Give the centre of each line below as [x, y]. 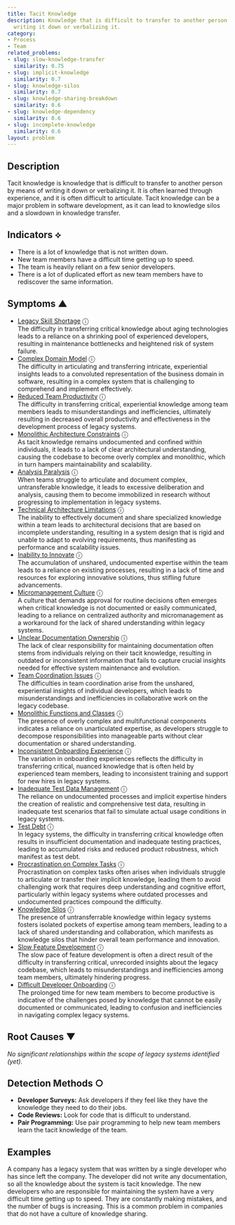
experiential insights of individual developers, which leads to [105, 690]
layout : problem [31, 138]
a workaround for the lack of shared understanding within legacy [111, 623]
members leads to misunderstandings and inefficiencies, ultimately [114, 411]
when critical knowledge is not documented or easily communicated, [117, 607]
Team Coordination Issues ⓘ [59, 675]
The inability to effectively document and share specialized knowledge [120, 517]
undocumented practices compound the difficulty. [90, 901]
